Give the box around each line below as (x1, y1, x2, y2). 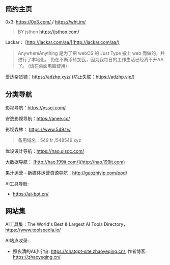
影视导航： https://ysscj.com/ (5, 104, 66, 111)
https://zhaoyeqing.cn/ (12, 254, 61, 260)
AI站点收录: (5, 237, 29, 244)
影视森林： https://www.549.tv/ (5, 126, 71, 132)
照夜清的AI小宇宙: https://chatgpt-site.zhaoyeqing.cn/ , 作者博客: (12, 248, 147, 254)
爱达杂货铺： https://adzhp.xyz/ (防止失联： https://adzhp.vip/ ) (5, 74, 135, 80)
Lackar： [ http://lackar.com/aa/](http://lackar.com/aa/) (5, 39, 120, 45)
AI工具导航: (5, 180, 29, 186)
